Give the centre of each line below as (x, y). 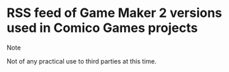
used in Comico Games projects (102, 28)
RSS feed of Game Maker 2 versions (114, 13)
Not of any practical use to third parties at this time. (82, 61)
